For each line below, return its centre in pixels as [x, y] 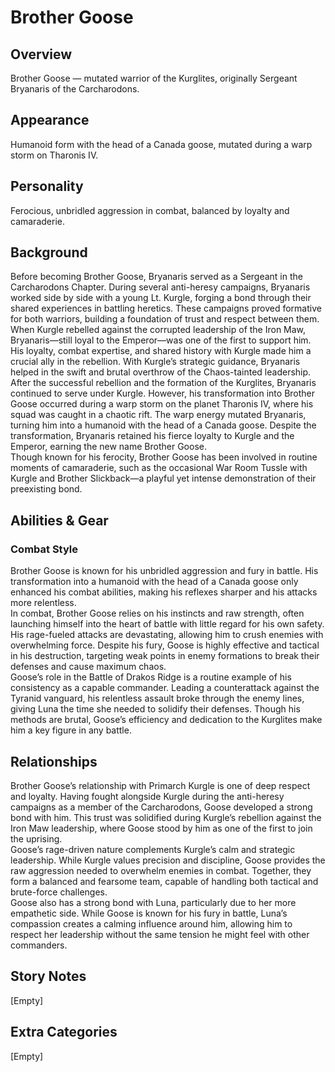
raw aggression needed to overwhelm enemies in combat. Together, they [161, 870]
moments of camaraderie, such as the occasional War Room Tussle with [159, 468]
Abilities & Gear [59, 520]
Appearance [50, 120]
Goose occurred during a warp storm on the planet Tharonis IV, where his [162, 404]
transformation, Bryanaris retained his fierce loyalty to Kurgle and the [152, 436]
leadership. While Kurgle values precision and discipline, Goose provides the [168, 860]
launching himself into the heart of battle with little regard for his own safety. [167, 624]
